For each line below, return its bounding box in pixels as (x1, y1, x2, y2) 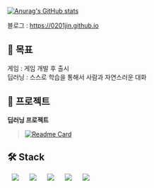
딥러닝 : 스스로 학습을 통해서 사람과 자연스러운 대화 (7, 73, 147, 81)
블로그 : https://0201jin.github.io (7, 21, 99, 30)
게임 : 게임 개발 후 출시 (7, 64, 69, 72)
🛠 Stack (7, 151, 45, 163)
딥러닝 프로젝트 (7, 115, 49, 124)
